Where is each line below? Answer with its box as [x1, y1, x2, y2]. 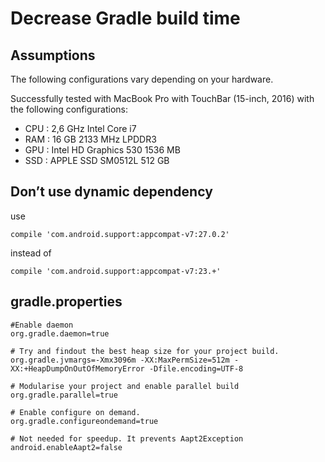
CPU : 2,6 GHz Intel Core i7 [24, 123, 137, 134]
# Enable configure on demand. [10, 407, 141, 417]
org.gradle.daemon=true [10, 328, 110, 339]
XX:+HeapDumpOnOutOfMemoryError [10, 363, 145, 374]
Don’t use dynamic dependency [10, 183, 213, 201]
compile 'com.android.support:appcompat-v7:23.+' [10, 266, 222, 276]
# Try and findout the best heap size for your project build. [10, 346, 280, 356]
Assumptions [10, 47, 96, 64]
